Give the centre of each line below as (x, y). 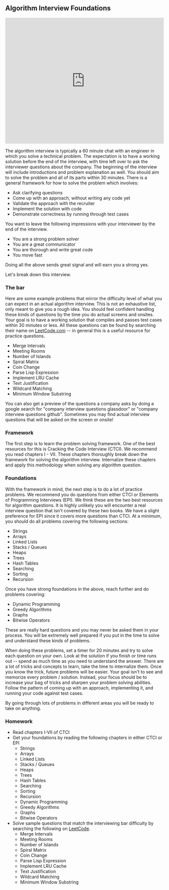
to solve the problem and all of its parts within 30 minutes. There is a (76, 177)
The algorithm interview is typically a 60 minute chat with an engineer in (80, 151)
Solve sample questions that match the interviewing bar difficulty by (83, 823)
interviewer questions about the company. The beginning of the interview (81, 167)
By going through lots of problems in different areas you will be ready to (80, 703)
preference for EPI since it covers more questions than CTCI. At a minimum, (83, 516)
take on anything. (23, 708)
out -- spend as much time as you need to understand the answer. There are (84, 661)
